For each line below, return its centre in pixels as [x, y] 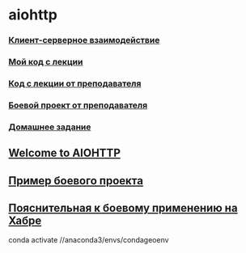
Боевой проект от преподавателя [78, 105]
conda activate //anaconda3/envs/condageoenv [89, 240]
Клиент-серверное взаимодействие [84, 40]
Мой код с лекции [46, 62]
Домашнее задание [50, 127]
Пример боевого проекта [76, 181]
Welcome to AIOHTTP [65, 153]
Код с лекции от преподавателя [75, 83]
